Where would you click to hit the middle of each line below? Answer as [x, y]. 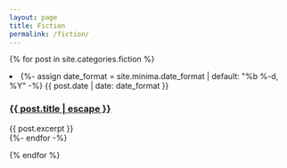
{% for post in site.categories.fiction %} [82, 60]
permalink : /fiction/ [49, 34]
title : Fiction [37, 26]
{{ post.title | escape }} [60, 109]
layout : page [33, 17]
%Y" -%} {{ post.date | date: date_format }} [89, 86]
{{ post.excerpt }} [41, 128]
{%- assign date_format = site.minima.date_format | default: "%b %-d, [150, 76]
